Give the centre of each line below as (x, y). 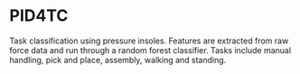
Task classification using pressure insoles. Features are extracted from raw (149, 41)
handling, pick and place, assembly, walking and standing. (118, 60)
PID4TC (39, 16)
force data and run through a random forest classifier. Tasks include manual (150, 50)
